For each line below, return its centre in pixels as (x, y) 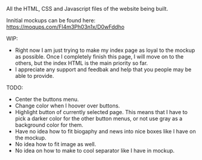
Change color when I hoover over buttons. (68, 106)
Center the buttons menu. (47, 99)
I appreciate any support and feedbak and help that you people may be (103, 69)
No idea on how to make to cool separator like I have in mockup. (95, 151)
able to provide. (34, 76)
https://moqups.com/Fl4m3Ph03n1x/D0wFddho (65, 27)
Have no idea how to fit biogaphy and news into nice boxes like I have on (105, 131)
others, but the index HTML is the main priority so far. (81, 63)
